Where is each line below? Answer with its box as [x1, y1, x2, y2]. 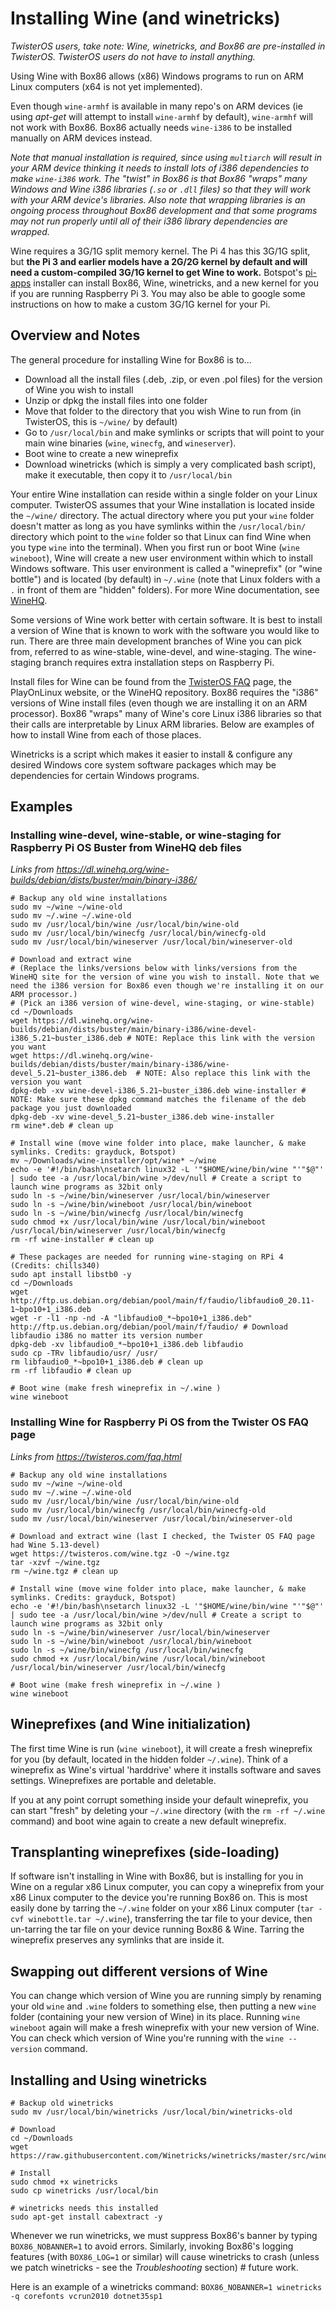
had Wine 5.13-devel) [10, 1540, 101, 1550]
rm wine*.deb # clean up [10, 1121, 114, 1131]
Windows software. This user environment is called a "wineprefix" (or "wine [10, 562, 323, 574]
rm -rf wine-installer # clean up [10, 1235, 155, 1245]
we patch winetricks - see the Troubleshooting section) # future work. [10, 2261, 299, 2273]
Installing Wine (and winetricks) [10, 7, 281, 30]
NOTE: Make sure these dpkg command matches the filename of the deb [10, 1095, 307, 1105]
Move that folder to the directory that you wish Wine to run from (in [24, 405, 302, 417]
